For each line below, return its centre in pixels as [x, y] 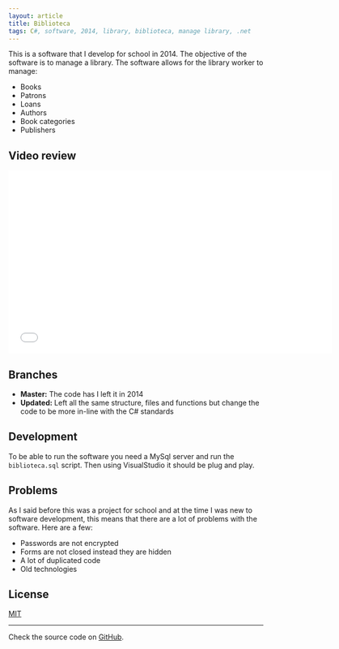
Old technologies [49, 569]
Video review [42, 155]
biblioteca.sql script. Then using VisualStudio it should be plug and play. [131, 465]
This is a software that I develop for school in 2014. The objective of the [128, 54]
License [29, 594]
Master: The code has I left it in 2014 [82, 394]
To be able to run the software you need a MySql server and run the [121, 456]
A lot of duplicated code [60, 560]
